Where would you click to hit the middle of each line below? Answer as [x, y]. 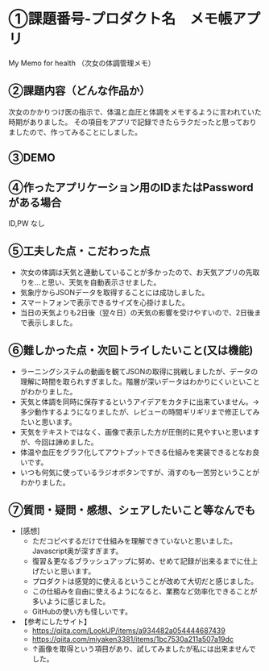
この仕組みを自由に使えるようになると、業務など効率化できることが [145, 591]
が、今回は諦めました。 [59, 442]
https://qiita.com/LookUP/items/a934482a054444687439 [128, 631]
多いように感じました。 [71, 602]
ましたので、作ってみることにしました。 [75, 131]
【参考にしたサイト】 [55, 622]
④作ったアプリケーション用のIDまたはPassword [131, 188]
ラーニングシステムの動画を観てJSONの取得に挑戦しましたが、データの [139, 371]
